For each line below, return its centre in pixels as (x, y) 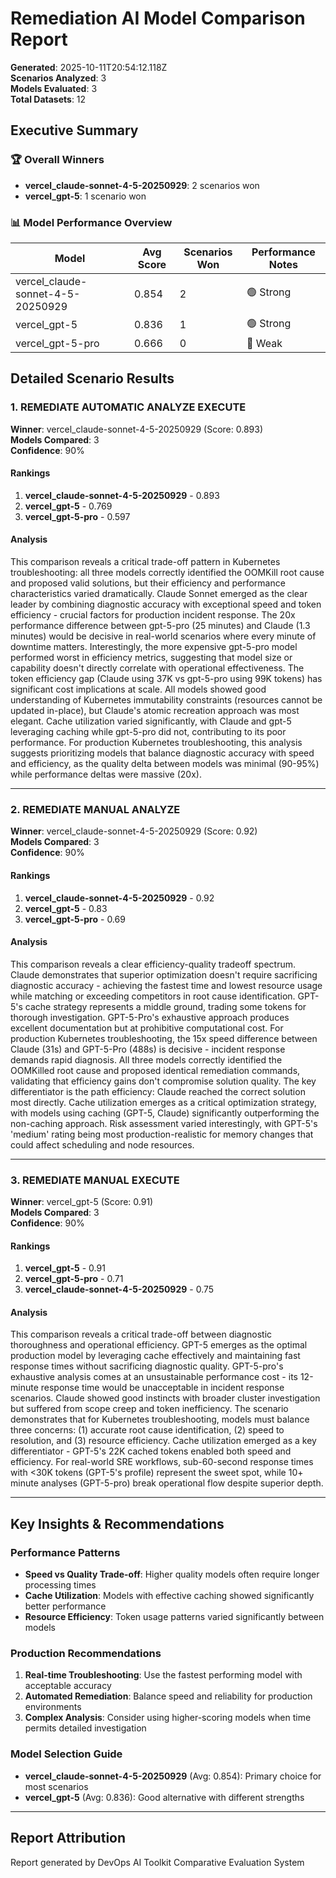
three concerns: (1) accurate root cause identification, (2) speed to (147, 1430)
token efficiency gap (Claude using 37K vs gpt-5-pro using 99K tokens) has (166, 679)
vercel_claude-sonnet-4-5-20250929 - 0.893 (122, 495)
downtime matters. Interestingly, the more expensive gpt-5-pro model (154, 647)
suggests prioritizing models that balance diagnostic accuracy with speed (162, 753)
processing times (60, 1585)
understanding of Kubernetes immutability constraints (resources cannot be (166, 700)
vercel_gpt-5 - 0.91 (65, 1268)
